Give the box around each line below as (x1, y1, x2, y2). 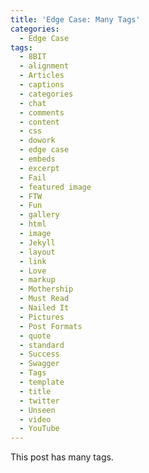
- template (19, 377, 65, 387)
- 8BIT (19, 52, 47, 62)
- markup (19, 275, 56, 285)
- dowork (19, 136, 56, 146)
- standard (19, 340, 65, 350)
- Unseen (19, 405, 56, 415)
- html (19, 219, 47, 230)
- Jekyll (19, 237, 56, 248)
